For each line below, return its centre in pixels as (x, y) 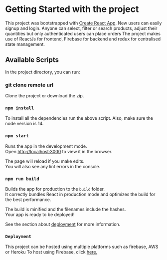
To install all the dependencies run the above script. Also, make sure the (79, 118)
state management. (25, 44)
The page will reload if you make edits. (45, 161)
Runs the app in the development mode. (46, 146)
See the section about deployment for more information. (63, 224)
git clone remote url (29, 85)
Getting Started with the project (72, 9)
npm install (20, 108)
